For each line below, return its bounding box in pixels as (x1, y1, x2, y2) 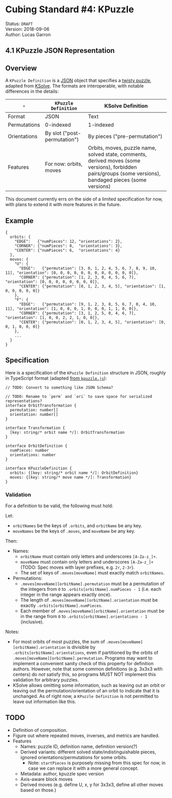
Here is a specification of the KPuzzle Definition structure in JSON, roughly (5, 369, 166, 375)
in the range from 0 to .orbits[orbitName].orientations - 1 (20, 613, 147, 620)
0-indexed (45, 122, 71, 129)
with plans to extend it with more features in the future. (5, 202, 121, 208)
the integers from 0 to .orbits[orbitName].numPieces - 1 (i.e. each (20, 586, 162, 592)
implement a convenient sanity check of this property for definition (12, 661, 154, 667)
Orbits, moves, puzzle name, (88, 145, 157, 152)
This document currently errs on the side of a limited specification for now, (5, 196, 163, 202)
